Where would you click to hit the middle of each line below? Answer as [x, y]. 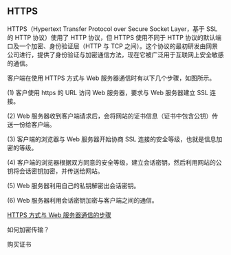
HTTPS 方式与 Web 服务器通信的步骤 [59, 215]
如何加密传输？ [28, 229]
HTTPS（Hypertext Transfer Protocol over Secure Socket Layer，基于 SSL [112, 29]
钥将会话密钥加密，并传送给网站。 [55, 171]
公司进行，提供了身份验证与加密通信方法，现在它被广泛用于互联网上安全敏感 [115, 54]
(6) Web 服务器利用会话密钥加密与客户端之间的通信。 [82, 200]
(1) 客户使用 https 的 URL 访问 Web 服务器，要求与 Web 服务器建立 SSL [108, 92]
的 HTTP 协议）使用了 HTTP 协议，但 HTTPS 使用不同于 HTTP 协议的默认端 [114, 37]
